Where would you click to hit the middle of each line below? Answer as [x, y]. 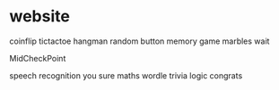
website [39, 16]
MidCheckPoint [38, 58]
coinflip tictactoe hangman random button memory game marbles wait [139, 41]
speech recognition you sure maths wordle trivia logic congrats [126, 75]
